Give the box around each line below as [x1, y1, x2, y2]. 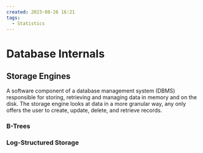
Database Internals [6, 47, 105, 61]
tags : [6, 15, 20, 21]
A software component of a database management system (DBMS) [6, 87, 175, 95]
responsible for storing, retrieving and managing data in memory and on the [6, 94, 197, 101]
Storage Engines [6, 71, 71, 81]
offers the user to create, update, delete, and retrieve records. [6, 106, 163, 114]
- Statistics [12, 20, 45, 26]
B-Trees [6, 122, 31, 130]
